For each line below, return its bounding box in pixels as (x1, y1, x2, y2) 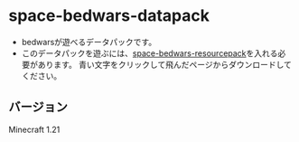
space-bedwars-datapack (8, 5, 210, 26)
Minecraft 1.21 (8, 124, 61, 135)
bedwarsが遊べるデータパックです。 (21, 36, 157, 47)
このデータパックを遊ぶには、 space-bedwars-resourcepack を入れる (21, 47, 278, 59)
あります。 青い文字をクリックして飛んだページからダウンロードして (37, 59, 293, 70)
